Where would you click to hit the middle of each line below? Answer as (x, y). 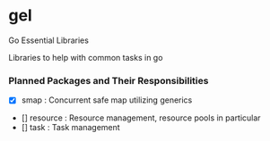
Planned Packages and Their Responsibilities (109, 80)
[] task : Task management (70, 128)
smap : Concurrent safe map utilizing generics (107, 100)
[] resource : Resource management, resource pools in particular (141, 118)
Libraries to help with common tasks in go (86, 57)
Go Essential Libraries (48, 40)
